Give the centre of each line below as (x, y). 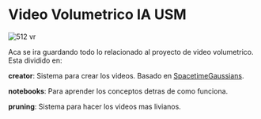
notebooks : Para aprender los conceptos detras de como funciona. (118, 91)
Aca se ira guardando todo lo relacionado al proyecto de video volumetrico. (131, 52)
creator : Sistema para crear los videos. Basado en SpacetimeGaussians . (126, 75)
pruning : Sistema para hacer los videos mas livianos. (95, 106)
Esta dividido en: (35, 60)
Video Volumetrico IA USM (98, 15)
